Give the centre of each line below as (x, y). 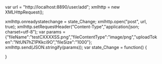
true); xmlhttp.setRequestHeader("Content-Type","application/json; (72, 27)
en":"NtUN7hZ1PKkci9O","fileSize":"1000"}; (49, 42)
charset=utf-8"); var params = (35, 32)
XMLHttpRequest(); (24, 12)
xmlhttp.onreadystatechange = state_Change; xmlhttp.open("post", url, (76, 22)
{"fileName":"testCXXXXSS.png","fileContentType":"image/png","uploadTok (81, 37)
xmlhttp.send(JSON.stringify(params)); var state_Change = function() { (76, 47)
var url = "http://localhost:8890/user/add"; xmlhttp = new (63, 7)
